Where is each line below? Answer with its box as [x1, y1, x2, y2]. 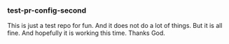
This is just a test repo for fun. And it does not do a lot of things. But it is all [7, 22, 223, 30]
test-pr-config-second [7, 6, 87, 15]
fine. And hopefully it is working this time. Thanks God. [7, 29, 166, 37]
